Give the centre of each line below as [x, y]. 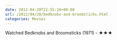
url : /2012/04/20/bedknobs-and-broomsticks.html [57, 14]
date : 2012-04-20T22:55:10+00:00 [40, 10]
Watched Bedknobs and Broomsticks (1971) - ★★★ [59, 33]
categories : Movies [25, 19]
